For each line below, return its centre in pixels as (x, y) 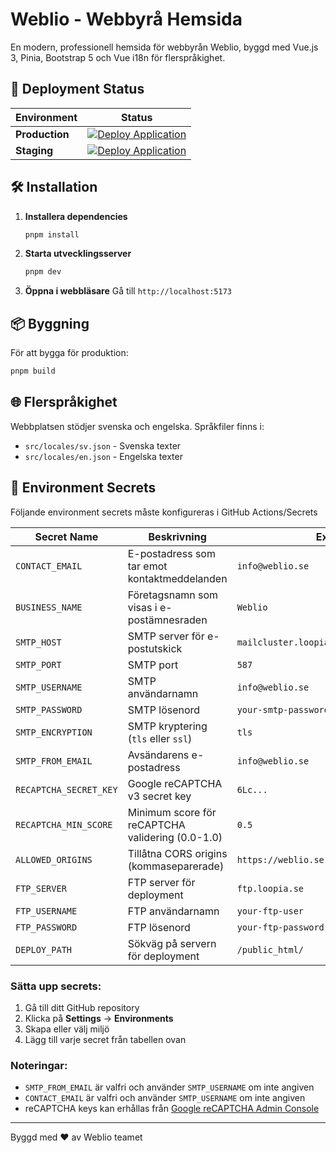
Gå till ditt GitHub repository (82, 1007)
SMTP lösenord (164, 710)
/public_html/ (270, 949)
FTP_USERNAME (46, 911)
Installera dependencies (76, 216)
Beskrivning (177, 536)
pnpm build (33, 371)
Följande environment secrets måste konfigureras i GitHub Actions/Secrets (164, 512)
